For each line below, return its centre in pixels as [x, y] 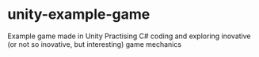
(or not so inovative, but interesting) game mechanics [95, 44]
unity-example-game [79, 14]
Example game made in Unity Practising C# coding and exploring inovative [129, 36]
